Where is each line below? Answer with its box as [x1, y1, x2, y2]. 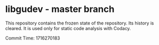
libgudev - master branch [5, 3, 115, 15]
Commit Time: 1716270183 [5, 35, 60, 41]
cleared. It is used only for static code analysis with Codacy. [5, 25, 131, 31]
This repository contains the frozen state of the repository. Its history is [5, 20, 154, 26]
